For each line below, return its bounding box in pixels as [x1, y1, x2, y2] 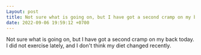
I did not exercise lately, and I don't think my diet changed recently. [6, 42, 172, 49]
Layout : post [6, 8, 39, 15]
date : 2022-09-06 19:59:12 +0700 [6, 20, 90, 25]
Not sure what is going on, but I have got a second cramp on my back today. [6, 36, 194, 43]
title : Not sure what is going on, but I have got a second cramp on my [6, 14, 191, 20]
